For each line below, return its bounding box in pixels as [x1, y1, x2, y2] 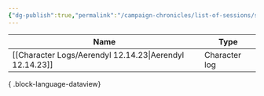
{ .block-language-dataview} [8, 79, 101, 88]
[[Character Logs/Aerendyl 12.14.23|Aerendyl [12, 49, 185, 60]
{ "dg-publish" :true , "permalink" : [8, 11, 118, 20]
